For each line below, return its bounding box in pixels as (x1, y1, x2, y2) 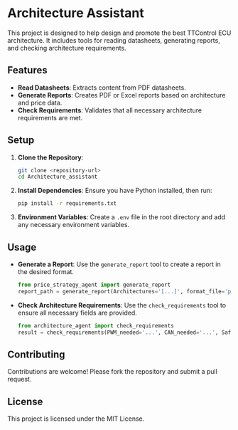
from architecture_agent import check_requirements (17, 322, 174, 329)
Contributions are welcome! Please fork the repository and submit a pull (7, 367, 218, 376)
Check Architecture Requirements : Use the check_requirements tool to (17, 300, 227, 309)
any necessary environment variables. (17, 221, 130, 229)
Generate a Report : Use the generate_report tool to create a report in (17, 260, 222, 268)
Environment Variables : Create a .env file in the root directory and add (17, 213, 226, 221)
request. (7, 375, 32, 384)
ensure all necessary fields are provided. (17, 308, 137, 317)
